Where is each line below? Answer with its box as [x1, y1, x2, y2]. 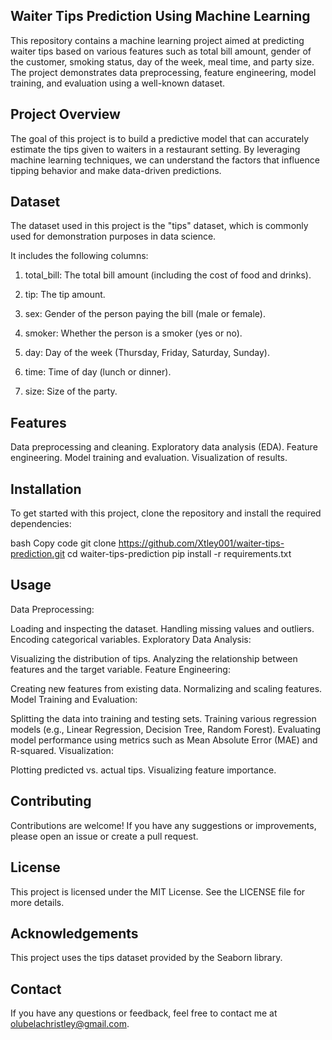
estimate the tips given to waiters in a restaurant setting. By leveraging [10, 143, 301, 155]
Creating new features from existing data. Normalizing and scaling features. [10, 682, 323, 694]
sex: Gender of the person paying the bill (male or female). [24, 308, 266, 320]
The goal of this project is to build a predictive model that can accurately [10, 132, 310, 144]
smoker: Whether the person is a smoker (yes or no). [24, 327, 243, 339]
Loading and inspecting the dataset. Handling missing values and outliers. [10, 622, 315, 634]
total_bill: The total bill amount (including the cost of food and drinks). [24, 269, 312, 281]
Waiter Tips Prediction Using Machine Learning [10, 8, 311, 25]
